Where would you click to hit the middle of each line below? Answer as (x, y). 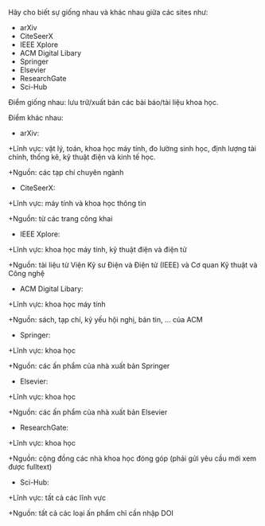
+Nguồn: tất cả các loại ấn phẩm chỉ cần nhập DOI (91, 513)
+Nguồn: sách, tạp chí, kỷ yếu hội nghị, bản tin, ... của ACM (105, 319)
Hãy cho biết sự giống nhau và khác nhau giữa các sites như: (108, 12)
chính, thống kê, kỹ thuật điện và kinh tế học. (82, 157)
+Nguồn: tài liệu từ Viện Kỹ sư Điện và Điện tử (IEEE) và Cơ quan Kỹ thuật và (133, 265)
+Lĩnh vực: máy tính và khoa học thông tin (78, 203)
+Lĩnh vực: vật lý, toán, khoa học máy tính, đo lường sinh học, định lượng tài (132, 148)
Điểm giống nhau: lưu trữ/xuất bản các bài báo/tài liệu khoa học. (113, 102)
